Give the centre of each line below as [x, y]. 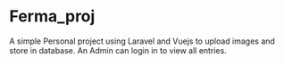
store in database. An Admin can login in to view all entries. [118, 50]
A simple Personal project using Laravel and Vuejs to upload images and [142, 41]
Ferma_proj [52, 16]
